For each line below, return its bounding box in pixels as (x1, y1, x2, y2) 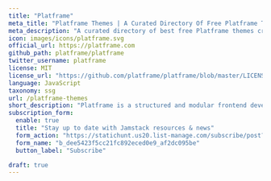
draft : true (8, 161, 48, 169)
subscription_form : (8, 109, 74, 117)
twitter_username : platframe (8, 57, 106, 65)
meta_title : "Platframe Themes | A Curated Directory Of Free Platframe (8, 19, 258, 27)
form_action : (15, 131, 60, 139)
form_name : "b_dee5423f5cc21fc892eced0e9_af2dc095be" (15, 138, 200, 147)
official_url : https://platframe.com (8, 42, 135, 50)
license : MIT (8, 64, 52, 72)
